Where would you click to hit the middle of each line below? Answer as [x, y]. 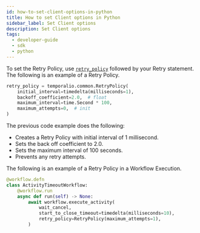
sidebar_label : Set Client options [51, 23]
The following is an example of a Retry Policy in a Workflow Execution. [94, 168]
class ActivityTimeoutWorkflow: [47, 185]
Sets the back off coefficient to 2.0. [59, 144]
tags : [13, 34]
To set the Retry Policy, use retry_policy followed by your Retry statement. [100, 68]
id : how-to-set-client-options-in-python [59, 12]
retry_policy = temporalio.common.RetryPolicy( [68, 86]
